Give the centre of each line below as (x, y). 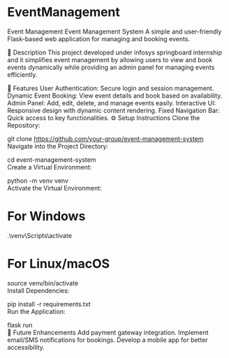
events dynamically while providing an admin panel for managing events (111, 67)
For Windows (46, 216)
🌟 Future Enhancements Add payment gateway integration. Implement (108, 332)
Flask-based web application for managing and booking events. (99, 38)
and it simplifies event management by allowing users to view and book (110, 59)
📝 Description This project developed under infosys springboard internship (114, 52)
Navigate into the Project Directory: (58, 146)
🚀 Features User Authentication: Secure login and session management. (111, 88)
